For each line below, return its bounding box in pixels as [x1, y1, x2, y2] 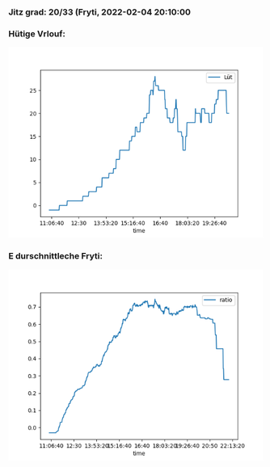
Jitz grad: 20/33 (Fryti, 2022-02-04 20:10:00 [8, 6, 192, 18]
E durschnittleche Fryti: [8, 250, 103, 262]
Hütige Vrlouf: [8, 27, 66, 39]
